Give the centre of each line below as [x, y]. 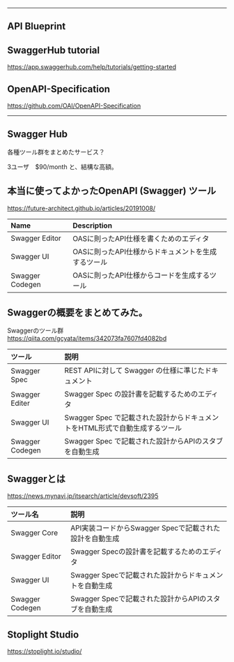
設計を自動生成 [95, 538]
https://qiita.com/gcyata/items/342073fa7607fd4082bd [87, 339]
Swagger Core [34, 533]
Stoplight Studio [43, 634]
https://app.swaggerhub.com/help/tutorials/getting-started [92, 67]
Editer [20, 404]
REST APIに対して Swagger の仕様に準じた [134, 371]
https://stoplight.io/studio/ [45, 652]
